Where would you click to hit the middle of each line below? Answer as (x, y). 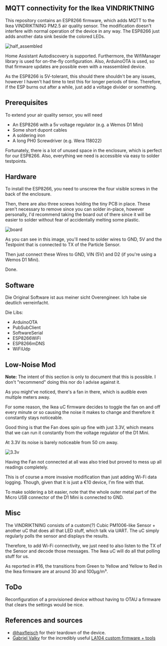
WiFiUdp (21, 349)
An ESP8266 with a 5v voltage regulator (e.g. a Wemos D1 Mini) (78, 125)
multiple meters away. (28, 397)
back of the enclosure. (28, 194)
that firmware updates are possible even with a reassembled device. (75, 66)
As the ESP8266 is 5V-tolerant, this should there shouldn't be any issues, (80, 76)
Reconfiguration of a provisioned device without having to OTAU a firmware (83, 599)
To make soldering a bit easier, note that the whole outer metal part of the (81, 492)
